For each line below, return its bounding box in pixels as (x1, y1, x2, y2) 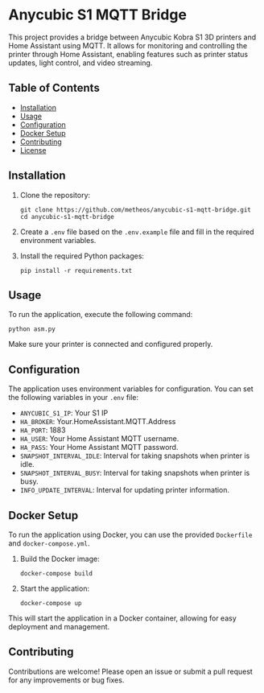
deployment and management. (8, 622, 110, 631)
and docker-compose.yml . (8, 538, 90, 548)
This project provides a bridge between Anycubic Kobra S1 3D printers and (8, 32, 257, 42)
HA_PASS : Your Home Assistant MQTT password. (19, 443, 179, 452)
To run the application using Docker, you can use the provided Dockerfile (8, 530, 253, 539)
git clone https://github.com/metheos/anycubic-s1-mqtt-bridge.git (19, 205, 251, 214)
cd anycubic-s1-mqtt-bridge (19, 212, 114, 221)
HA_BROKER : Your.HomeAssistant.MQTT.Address (19, 417, 176, 427)
